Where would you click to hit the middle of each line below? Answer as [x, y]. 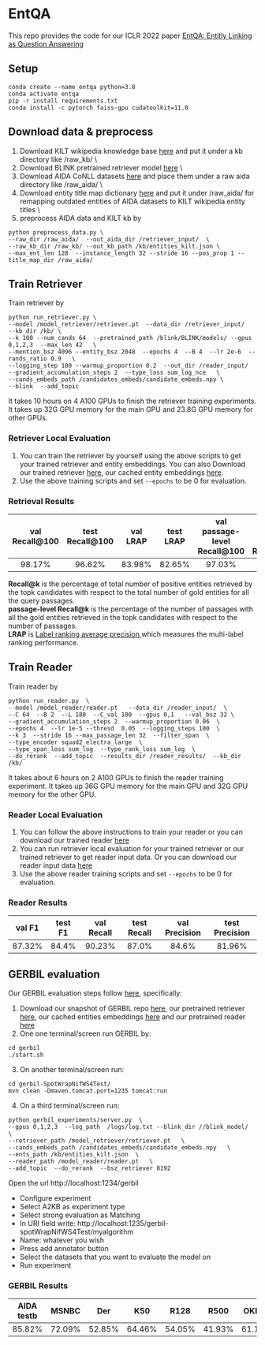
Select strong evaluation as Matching [80, 1215]
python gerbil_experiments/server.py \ [76, 1120]
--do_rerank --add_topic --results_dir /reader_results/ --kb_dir [125, 756]
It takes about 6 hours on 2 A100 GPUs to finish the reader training [116, 777]
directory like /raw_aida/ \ [61, 184]
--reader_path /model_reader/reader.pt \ [81, 1162]
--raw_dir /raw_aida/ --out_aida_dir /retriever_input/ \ [109, 239]
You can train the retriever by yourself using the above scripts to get [131, 455]
